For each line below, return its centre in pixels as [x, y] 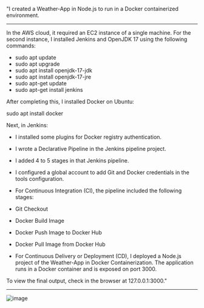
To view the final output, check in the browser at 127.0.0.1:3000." [87, 281]
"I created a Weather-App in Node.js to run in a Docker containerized [93, 9]
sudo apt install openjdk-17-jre [53, 77]
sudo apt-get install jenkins [49, 90]
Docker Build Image [40, 221]
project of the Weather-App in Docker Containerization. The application [104, 262]
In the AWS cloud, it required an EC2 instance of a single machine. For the [99, 33]
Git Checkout [32, 209]
